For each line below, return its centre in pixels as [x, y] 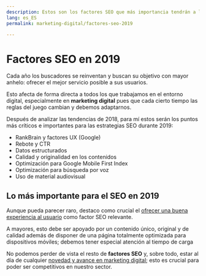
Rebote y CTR [33, 144]
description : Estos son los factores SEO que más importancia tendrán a [101, 12]
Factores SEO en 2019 [63, 59]
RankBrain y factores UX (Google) [58, 138]
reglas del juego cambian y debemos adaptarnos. [69, 107]
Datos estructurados [41, 151]
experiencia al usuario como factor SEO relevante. [70, 217]
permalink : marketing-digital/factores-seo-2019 [70, 23]
